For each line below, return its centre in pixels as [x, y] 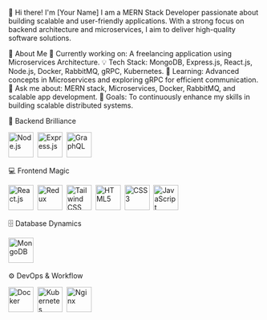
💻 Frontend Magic [39, 170]
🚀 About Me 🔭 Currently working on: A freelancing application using [120, 53]
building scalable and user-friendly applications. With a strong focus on [126, 21]
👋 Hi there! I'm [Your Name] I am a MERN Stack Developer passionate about [133, 12]
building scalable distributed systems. [71, 105]
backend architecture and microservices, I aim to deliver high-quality [122, 29]
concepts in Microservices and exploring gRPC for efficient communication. [133, 80]
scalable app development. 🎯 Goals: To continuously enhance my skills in [129, 97]
